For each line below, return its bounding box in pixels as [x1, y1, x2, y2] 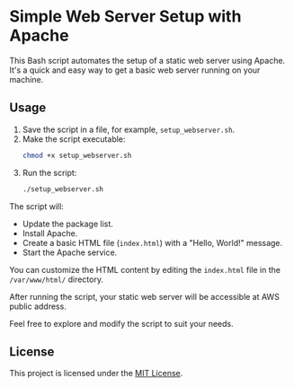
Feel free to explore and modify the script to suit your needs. [9, 318, 234, 329]
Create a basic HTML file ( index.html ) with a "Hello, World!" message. [22, 237, 283, 248]
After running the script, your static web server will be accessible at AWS [9, 291, 281, 302]
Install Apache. [22, 227, 78, 239]
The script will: [9, 200, 65, 212]
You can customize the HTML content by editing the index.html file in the [9, 264, 281, 275]
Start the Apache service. [22, 247, 118, 258]
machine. [9, 74, 44, 84]
